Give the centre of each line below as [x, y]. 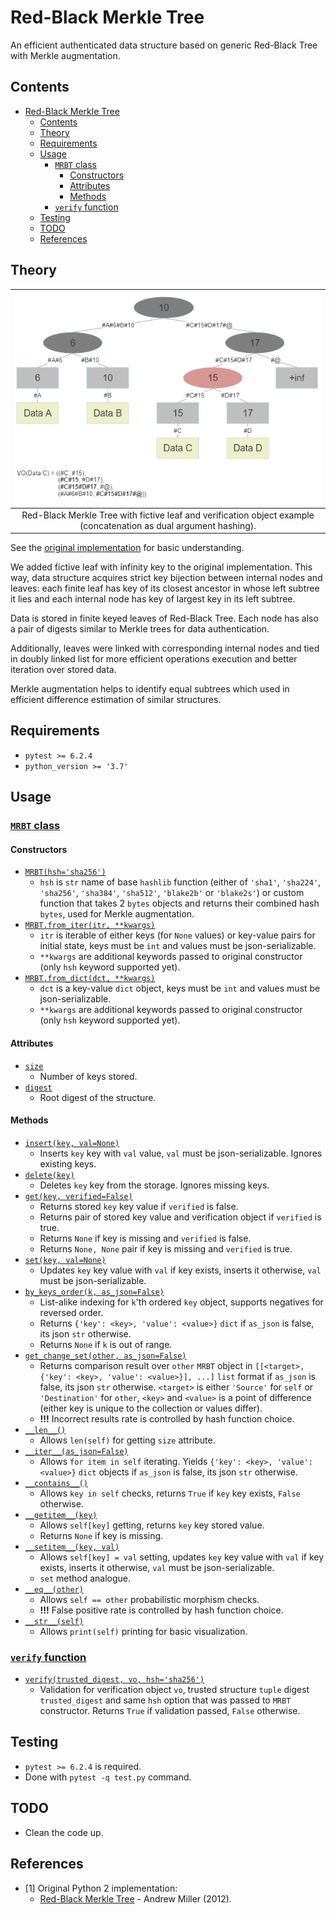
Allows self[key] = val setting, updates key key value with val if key [182, 1557]
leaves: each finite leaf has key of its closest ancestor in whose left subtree [165, 588]
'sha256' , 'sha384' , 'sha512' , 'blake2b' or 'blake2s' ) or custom [172, 893]
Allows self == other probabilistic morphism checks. [149, 1599]
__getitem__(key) [61, 1515]
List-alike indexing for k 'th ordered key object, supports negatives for [181, 1302]
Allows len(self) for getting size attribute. [127, 1440]
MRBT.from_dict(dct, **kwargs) [90, 979]
